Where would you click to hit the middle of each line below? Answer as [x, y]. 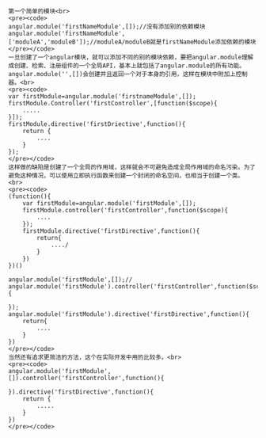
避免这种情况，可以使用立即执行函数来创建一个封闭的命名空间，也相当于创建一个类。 [126, 176]
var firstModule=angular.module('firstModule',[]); [109, 204]
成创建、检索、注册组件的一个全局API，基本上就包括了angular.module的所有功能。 [127, 66]
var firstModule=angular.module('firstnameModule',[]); [102, 97]
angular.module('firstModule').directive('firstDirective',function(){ [129, 314]
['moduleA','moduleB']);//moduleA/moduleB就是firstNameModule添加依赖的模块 [132, 42]
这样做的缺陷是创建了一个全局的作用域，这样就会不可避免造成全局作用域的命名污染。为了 [132, 167]
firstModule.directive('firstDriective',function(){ [97, 124]
